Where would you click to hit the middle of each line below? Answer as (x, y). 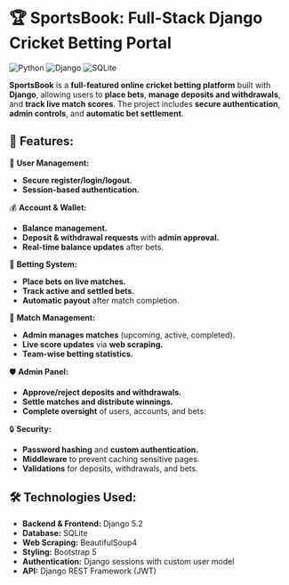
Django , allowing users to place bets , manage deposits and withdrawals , (145, 94)
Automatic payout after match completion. (100, 300)
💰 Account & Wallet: (48, 207)
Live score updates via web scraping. (92, 344)
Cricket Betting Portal (90, 43)
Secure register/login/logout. (77, 180)
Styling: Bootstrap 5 (59, 552)
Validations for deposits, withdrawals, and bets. (110, 468)
